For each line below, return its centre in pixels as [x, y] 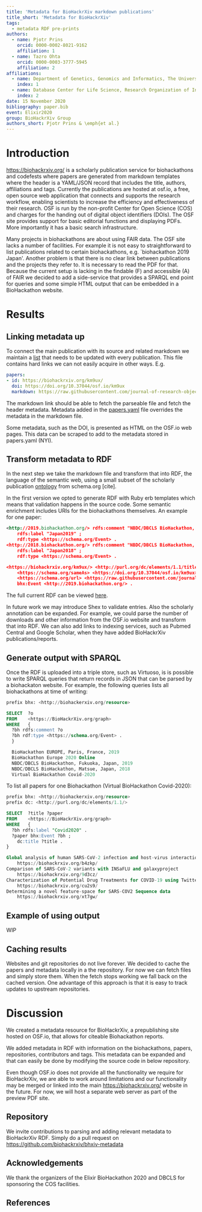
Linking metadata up [46, 336]
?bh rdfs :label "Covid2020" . [49, 830]
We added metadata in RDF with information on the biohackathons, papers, [99, 1048]
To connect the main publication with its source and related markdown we [98, 351]
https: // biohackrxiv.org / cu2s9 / [57, 886]
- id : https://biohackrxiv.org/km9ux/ [55, 380]
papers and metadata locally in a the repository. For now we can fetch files [99, 970]
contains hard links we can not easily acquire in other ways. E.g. [86, 364]
